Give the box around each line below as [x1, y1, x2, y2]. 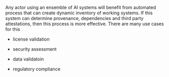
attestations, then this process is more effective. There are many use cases [5, 21, 164, 27]
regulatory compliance [12, 66, 60, 72]
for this [5, 26, 20, 32]
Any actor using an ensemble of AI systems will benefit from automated [5, 5, 156, 10]
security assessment [12, 46, 57, 52]
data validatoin [12, 56, 45, 62]
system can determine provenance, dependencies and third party [5, 15, 144, 21]
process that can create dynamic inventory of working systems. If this [5, 10, 153, 16]
